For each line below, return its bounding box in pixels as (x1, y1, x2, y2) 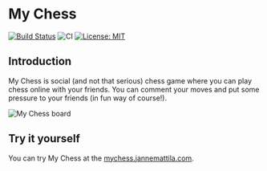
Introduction (8, 55, 72, 68)
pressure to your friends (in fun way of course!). (8, 93, 167, 103)
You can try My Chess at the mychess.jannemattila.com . (8, 153, 194, 163)
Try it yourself (8, 132, 80, 145)
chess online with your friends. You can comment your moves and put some (8, 84, 260, 94)
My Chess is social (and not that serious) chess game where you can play (8, 75, 253, 85)
